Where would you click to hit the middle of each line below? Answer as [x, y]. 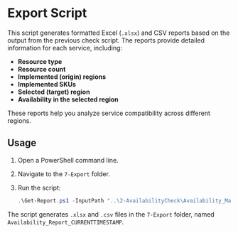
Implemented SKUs [47, 84]
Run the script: [39, 188]
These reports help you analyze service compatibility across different [109, 113]
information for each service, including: [65, 48]
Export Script [47, 13]
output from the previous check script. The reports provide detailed [106, 40]
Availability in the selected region [68, 99]
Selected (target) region [54, 92]
